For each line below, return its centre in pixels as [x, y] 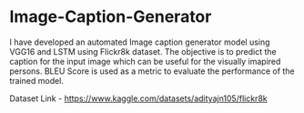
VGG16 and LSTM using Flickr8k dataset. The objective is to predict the [143, 51]
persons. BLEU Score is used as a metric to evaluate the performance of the [152, 71]
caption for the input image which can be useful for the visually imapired [145, 61]
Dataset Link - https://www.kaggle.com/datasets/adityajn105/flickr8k [138, 98]
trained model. [36, 80]
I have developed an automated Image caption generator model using [140, 42]
